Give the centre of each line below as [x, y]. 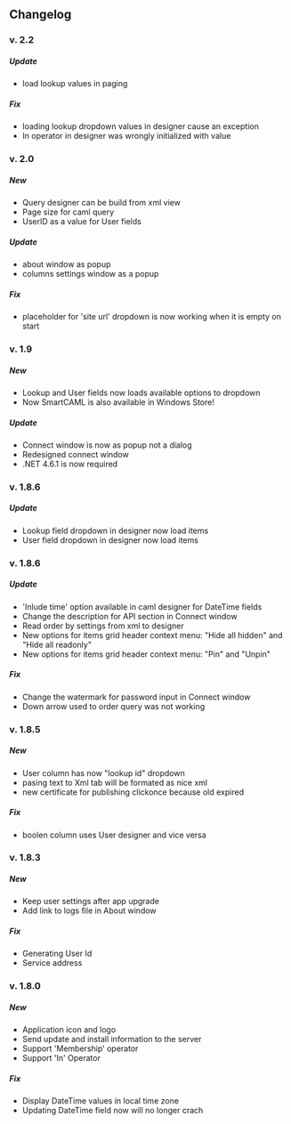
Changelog [40, 15]
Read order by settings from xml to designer [103, 626]
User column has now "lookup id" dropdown [103, 772]
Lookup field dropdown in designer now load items [115, 530]
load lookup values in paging [75, 84]
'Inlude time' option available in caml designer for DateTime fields [142, 606]
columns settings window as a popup [90, 274]
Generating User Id [57, 954]
